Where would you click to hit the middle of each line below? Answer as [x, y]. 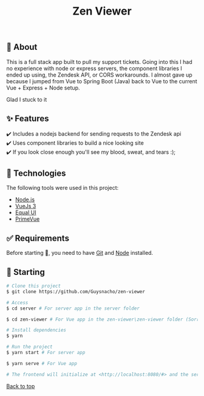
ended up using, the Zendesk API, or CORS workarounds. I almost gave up [99, 75]
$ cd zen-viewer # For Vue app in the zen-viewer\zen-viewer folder [95, 319]
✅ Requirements [38, 238]
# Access [17, 302]
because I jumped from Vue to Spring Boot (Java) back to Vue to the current [102, 81]
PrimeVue [27, 219]
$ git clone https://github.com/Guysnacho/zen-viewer [76, 291]
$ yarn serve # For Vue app [42, 363]
